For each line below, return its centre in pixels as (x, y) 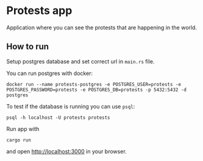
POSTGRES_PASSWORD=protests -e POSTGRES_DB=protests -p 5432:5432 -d (97, 90)
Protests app (39, 11)
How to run (28, 47)
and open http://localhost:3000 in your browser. (66, 151)
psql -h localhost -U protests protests (59, 117)
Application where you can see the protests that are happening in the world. (101, 27)
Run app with (23, 129)
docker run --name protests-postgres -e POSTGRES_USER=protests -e (94, 84)
